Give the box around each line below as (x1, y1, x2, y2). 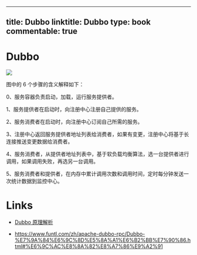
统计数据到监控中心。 (11, 178, 63, 185)
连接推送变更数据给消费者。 (6, 138, 73, 145)
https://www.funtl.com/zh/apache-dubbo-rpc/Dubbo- (14, 230, 145, 237)
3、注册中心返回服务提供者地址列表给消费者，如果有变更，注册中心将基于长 (6, 131, 189, 138)
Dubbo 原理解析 (14, 219, 53, 226)
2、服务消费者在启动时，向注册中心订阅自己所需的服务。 (6, 118, 143, 125)
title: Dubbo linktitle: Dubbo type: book (6, 17, 151, 27)
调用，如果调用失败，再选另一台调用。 (6, 158, 98, 165)
